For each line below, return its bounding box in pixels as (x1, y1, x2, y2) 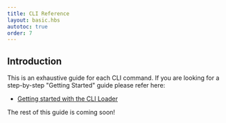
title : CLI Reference (7, 10, 70, 17)
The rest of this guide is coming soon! (7, 108, 116, 117)
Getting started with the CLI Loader (17, 95, 119, 103)
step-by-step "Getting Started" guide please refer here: (7, 81, 166, 90)
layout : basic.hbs (7, 17, 60, 24)
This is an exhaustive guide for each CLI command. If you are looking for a (7, 74, 220, 82)
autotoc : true (7, 23, 49, 30)
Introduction (7, 55, 62, 67)
